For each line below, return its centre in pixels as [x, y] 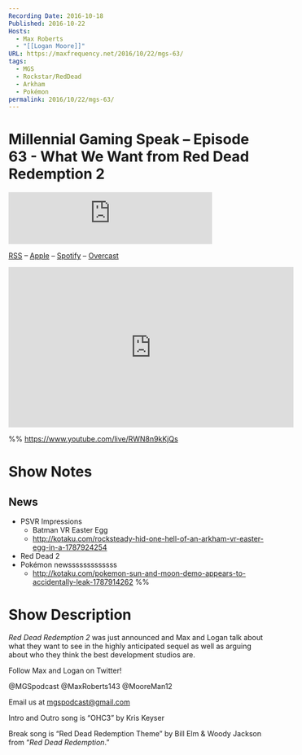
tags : [18, 62]
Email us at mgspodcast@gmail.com [69, 702]
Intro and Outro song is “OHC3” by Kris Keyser [87, 718]
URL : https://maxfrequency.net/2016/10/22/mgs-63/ [96, 54]
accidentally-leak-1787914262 [83, 582]
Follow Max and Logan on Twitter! [65, 671]
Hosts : [20, 31]
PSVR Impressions [51, 521]
